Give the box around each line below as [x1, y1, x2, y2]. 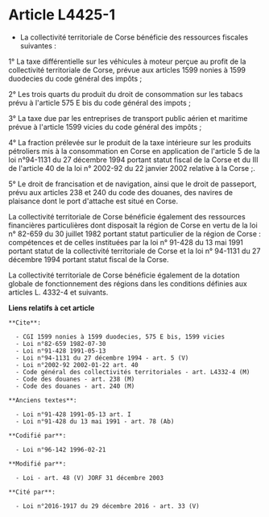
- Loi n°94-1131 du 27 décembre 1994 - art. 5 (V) [15, 353, 189, 362]
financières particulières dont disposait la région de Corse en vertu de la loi [8, 220, 258, 230]
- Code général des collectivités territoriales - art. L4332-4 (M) [15, 368, 250, 376]
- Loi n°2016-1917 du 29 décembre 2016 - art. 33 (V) [15, 502, 200, 510]
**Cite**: [8, 319, 42, 327]
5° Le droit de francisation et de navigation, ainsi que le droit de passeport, [8, 179, 257, 189]
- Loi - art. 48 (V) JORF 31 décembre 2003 [15, 473, 163, 482]
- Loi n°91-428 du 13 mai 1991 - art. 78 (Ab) [15, 417, 175, 425]
